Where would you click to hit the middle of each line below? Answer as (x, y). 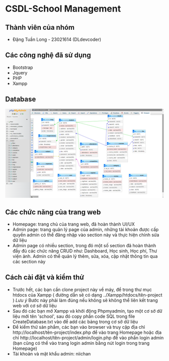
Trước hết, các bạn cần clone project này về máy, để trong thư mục (82, 290)
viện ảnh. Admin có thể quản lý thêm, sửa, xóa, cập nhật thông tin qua (85, 256)
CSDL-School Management (63, 9)
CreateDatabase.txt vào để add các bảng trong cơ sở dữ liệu (75, 321)
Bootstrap (23, 67)
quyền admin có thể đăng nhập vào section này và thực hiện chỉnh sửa (86, 235)
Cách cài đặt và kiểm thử (45, 277)
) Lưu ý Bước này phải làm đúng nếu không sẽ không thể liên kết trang (85, 300)
